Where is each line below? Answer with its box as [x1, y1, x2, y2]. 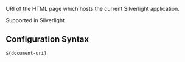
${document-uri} [5, 50, 47, 56]
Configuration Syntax [5, 34, 89, 45]
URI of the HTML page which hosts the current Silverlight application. [5, 5, 180, 12]
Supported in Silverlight [5, 17, 65, 23]
